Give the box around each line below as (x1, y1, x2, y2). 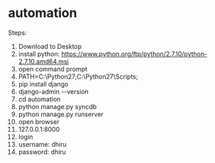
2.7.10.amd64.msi (18, 57, 70, 65)
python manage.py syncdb (18, 102, 97, 111)
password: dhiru (18, 147, 67, 156)
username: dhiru (18, 140, 67, 148)
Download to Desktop (18, 42, 82, 50)
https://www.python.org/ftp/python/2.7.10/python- (60, 50, 208, 58)
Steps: (8, 28, 27, 37)
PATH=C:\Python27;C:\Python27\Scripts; (18, 72, 138, 81)
